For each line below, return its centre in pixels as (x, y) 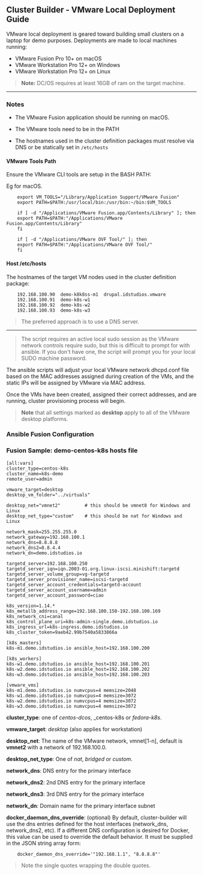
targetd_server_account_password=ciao (55, 595)
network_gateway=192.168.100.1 (46, 537)
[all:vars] (20, 463)
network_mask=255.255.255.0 (42, 532)
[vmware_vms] (23, 685)
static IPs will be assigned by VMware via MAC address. (76, 382)
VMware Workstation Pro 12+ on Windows (68, 65)
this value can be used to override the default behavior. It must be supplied (100, 836)
